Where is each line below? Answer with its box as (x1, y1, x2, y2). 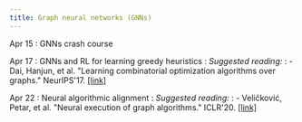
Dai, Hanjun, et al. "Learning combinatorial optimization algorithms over (9, 65, 277, 76)
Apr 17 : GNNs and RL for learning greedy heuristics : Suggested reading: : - (9, 55, 293, 66)
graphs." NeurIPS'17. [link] (9, 74, 107, 86)
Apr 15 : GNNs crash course (9, 38, 113, 49)
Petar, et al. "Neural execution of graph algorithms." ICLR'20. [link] (9, 101, 257, 113)
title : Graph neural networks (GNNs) (9, 13, 152, 23)
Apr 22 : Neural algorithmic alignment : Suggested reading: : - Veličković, (9, 92, 283, 103)
